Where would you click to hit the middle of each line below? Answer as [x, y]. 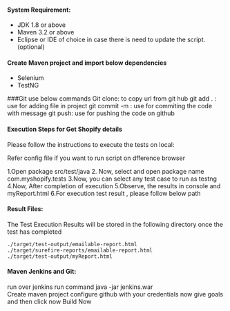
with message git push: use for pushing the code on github [91, 113]
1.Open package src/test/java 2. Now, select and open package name [106, 171]
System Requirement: [39, 10]
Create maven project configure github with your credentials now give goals [115, 294]
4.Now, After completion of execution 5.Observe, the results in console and [114, 185]
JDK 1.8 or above [41, 25]
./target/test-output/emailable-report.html [72, 244]
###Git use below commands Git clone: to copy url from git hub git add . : [112, 99]
